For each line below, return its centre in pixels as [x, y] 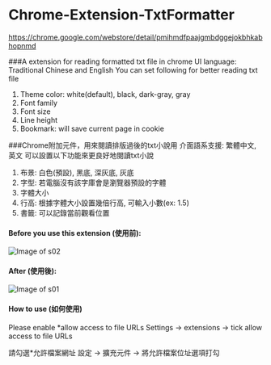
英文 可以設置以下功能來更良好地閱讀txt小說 [81, 155]
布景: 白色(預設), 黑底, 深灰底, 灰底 [77, 172]
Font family [39, 103]
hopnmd [22, 45]
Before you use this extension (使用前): [75, 233]
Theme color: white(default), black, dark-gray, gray [105, 94]
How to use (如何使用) [45, 308]
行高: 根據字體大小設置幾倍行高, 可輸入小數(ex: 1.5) [105, 203]
